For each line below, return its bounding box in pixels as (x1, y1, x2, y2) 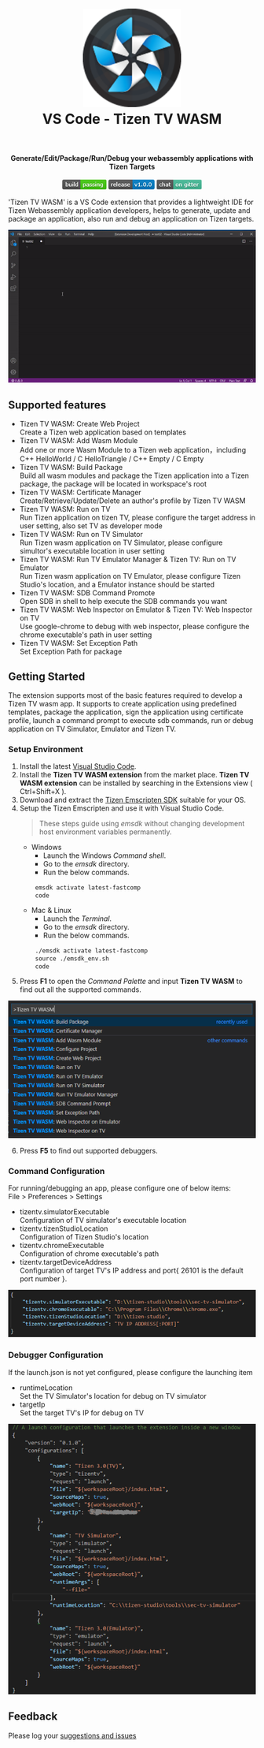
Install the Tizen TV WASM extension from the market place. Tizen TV (19, 770, 250, 780)
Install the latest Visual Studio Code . (19, 762, 137, 771)
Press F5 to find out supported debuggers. (19, 1146, 159, 1155)
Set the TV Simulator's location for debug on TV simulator (19, 1391, 207, 1400)
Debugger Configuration (8, 1350, 104, 1361)
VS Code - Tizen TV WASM (42, 110, 222, 129)
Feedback (8, 1710, 58, 1724)
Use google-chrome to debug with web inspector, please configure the (19, 622, 250, 632)
